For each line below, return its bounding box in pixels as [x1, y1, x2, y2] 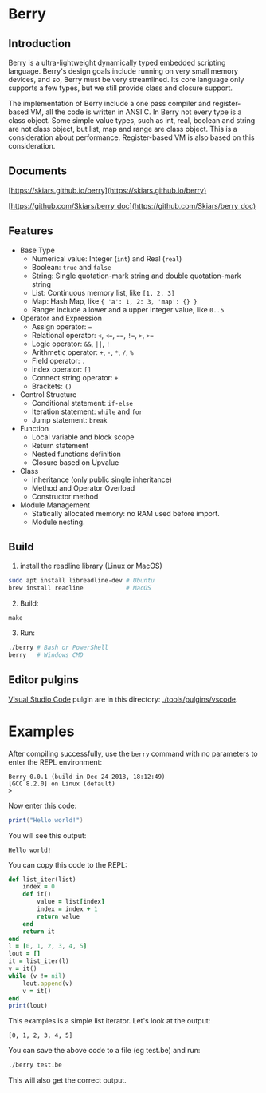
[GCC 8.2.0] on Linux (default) [8, 780, 115, 788]
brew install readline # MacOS [8, 584, 151, 592]
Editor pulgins [8, 673, 80, 687]
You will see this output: [8, 830, 87, 840]
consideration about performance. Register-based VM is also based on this [8, 133, 255, 142]
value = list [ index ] [37, 898, 105, 906]
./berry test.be [8, 1061, 62, 1069]
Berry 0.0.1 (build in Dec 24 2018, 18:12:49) [8, 773, 166, 781]
